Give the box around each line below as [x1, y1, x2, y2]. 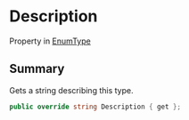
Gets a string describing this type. [9, 84, 134, 95]
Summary [9, 61, 65, 76]
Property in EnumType [9, 36, 91, 46]
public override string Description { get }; [9, 102, 181, 111]
